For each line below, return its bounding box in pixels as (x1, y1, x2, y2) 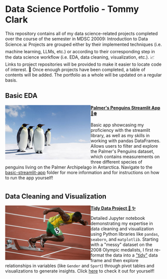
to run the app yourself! (5, 175, 54, 181)
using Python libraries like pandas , (90, 231, 160, 237)
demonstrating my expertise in (90, 220, 153, 227)
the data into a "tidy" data (105, 252, 158, 258)
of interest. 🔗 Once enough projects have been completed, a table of (5, 66, 146, 73)
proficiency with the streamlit (90, 127, 151, 133)
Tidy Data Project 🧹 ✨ (90, 205, 136, 211)
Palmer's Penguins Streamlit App (90, 104, 161, 110)
